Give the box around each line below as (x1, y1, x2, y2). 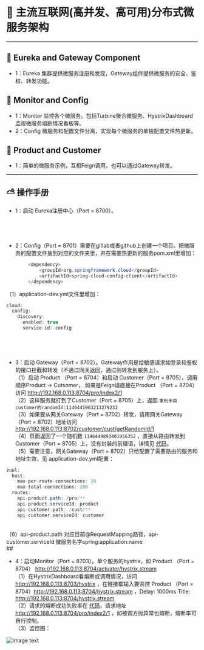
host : (12, 473, 26, 479)
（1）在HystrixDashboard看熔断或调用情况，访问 (15, 572, 138, 580)
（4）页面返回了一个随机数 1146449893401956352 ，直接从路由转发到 (15, 432, 185, 439)
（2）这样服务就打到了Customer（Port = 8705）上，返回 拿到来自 (15, 396, 178, 404)
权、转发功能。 (15, 77, 53, 84)
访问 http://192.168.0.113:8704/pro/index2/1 (15, 389, 123, 396)
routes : (12, 490, 32, 496)
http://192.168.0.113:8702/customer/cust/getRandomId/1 (15, 425, 154, 432)
